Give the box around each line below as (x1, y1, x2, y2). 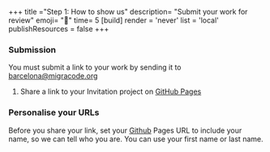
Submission (8, 44, 57, 55)
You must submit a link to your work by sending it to (8, 62, 182, 72)
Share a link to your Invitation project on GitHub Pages (19, 87, 202, 96)
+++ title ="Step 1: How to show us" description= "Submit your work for (8, 7, 248, 16)
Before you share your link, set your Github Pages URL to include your (8, 125, 242, 135)
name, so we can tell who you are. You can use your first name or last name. (8, 133, 264, 144)
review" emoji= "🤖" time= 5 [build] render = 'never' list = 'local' (8, 15, 219, 25)
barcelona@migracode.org (8, 71, 98, 81)
